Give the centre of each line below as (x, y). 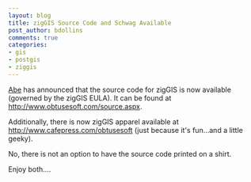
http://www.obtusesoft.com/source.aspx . (75, 106)
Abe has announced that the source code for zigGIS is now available (120, 89)
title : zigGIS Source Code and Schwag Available (90, 23)
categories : (28, 45)
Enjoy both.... (30, 169)
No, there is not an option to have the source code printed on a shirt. (120, 154)
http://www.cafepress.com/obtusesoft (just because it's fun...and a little (125, 130)
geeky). (21, 138)
